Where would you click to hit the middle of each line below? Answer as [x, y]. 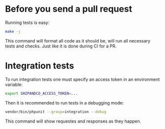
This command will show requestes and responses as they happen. [73, 121]
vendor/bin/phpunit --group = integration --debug [56, 112]
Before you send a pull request [69, 9]
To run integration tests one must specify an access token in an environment [82, 79]
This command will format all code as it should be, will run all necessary [78, 41]
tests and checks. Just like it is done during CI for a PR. [61, 46]
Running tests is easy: [27, 22]
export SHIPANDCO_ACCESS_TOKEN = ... [41, 93]
